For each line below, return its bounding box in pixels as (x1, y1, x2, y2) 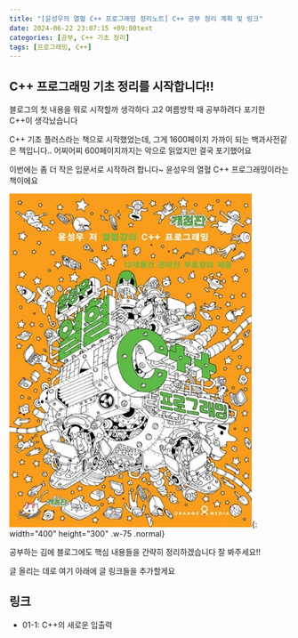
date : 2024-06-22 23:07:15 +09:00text (9, 23, 153, 33)
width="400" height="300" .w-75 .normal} (9, 529, 165, 539)
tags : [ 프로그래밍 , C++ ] (9, 43, 92, 52)
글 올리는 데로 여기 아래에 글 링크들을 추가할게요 (9, 566, 176, 577)
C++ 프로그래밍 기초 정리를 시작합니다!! (9, 78, 214, 93)
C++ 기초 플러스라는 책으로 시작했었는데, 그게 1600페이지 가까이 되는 (9, 134, 250, 145)
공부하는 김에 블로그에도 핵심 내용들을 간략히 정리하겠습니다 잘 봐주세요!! (9, 547, 261, 558)
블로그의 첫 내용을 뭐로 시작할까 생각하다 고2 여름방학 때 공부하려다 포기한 (9, 104, 266, 115)
